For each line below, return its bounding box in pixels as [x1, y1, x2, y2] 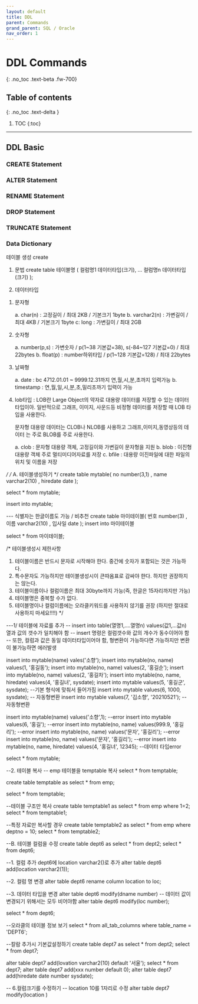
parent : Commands [6, 20, 49, 25]
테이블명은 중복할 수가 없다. [14, 594, 78, 602]
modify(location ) [6, 991, 48, 999]
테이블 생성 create [6, 254, 49, 261]
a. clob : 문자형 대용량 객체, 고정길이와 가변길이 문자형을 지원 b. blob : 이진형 [14, 444, 192, 451]
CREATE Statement [6, 160, 62, 168]
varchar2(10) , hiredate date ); [6, 477, 78, 485]
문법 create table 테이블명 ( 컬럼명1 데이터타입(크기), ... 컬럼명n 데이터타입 [14, 267, 187, 274]
